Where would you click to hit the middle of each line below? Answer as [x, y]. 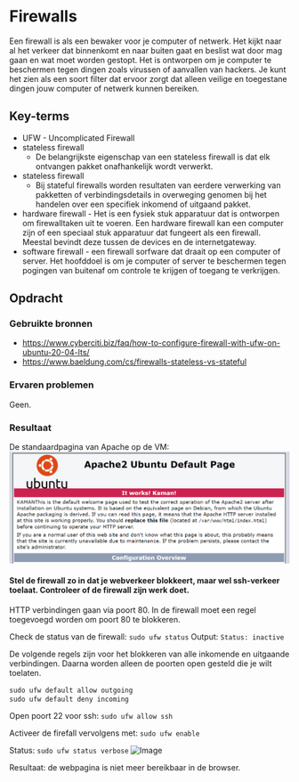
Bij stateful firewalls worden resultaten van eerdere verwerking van [158, 185]
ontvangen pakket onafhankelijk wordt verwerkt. [124, 166]
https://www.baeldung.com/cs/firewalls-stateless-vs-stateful [134, 362]
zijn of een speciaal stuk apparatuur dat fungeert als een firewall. [141, 232]
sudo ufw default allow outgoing [71, 690]
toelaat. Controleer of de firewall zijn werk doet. [99, 591]
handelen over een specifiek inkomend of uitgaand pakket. [143, 204]
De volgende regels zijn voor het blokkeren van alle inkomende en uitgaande [149, 654]
